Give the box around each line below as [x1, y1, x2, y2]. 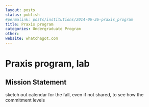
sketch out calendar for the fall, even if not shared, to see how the [5, 91, 144, 97]
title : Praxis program [5, 21, 54, 27]
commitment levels [5, 97, 45, 103]
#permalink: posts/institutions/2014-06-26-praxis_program [5, 17, 134, 22]
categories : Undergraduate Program [5, 26, 81, 32]
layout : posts [5, 7, 36, 13]
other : [5, 31, 19, 36]
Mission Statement [5, 78, 67, 87]
